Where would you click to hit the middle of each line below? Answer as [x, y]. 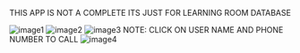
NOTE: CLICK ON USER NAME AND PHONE [203, 30]
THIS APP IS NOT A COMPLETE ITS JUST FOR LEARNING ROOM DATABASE [150, 13]
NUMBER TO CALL [44, 39]
